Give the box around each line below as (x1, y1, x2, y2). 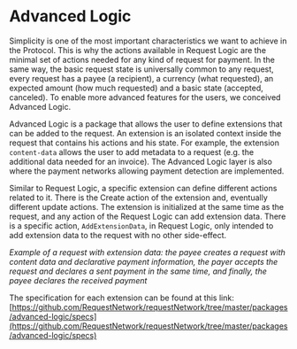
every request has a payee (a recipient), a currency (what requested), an (9, 73, 274, 83)
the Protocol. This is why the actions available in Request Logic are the (9, 44, 267, 55)
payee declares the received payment (9, 275, 148, 285)
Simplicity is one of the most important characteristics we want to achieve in (9, 35, 287, 46)
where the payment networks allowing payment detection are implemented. (9, 166, 285, 176)
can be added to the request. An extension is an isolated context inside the (9, 128, 282, 138)
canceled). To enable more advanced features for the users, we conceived (9, 91, 281, 103)
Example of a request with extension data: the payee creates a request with (9, 246, 286, 258)
